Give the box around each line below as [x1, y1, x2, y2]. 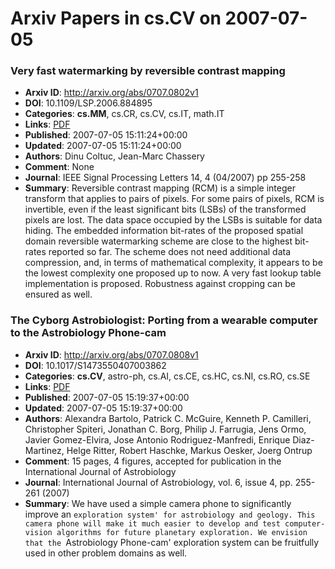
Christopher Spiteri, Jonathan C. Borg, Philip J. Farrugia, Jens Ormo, [24, 423, 307, 435]
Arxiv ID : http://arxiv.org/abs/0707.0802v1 [24, 87, 199, 99]
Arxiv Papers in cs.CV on [10, 7, 222, 30]
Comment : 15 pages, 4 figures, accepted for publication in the [24, 455, 282, 467]
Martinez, [24, 444, 65, 456]
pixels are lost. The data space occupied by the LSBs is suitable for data [24, 214, 323, 226]
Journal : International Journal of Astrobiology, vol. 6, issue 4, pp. [24, 476, 293, 488]
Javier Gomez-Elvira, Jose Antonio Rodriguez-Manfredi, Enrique [24, 433, 291, 446]
